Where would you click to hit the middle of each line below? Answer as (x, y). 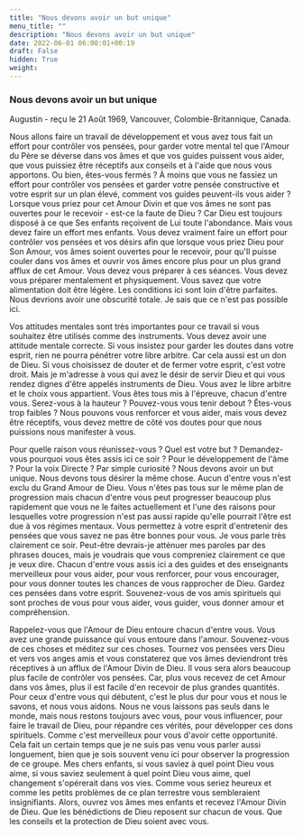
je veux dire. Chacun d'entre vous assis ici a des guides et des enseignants (149, 564)
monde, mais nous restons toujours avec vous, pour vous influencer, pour (146, 716)
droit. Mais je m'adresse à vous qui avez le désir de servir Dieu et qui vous (147, 374)
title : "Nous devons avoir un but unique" (90, 18)
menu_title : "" (38, 26)
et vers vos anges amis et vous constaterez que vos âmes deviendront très (149, 658)
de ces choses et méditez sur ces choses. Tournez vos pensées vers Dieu (147, 649)
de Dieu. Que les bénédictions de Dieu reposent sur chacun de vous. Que (146, 812)
